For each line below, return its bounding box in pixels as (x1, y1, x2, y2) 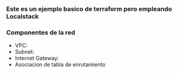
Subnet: (14, 48, 35, 56)
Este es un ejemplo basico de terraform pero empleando (6, 5, 172, 13)
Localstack (6, 12, 39, 20)
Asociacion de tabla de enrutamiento (14, 61, 106, 68)
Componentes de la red (6, 28, 76, 36)
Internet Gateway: (14, 54, 59, 62)
